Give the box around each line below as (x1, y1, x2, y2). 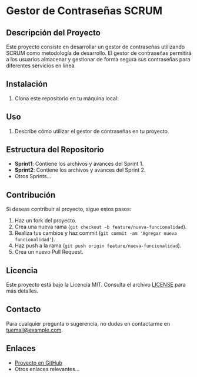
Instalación (6, 79, 48, 89)
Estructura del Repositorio (6, 145, 104, 155)
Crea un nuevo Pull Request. (14, 248, 84, 255)
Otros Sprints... (14, 173, 52, 180)
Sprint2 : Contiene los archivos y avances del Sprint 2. (14, 166, 146, 173)
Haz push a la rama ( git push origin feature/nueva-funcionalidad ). (14, 242, 182, 249)
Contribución (6, 190, 56, 200)
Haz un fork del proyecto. (14, 217, 76, 224)
